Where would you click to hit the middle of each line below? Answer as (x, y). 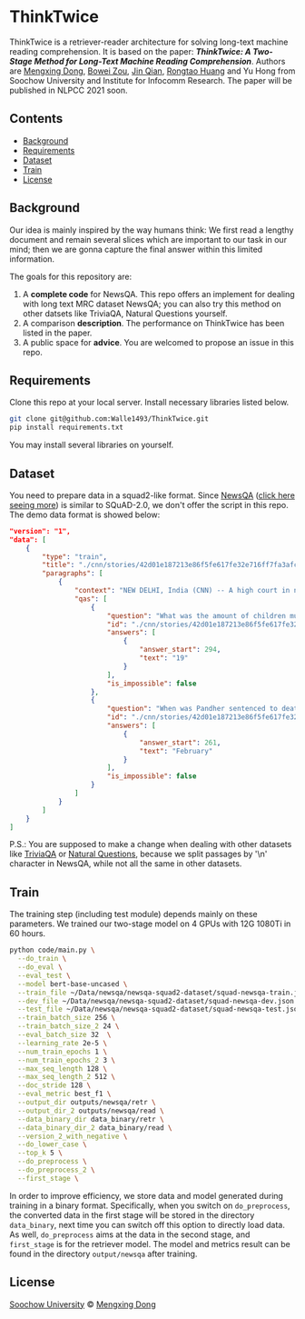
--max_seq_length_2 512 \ (67, 1077)
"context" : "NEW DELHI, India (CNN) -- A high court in (182, 591)
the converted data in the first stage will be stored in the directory (132, 1214)
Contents (36, 119)
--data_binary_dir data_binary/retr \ (91, 1119)
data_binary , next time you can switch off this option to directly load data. (148, 1224)
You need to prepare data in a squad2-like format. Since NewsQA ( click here (152, 495)
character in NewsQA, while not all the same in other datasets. (126, 864)
